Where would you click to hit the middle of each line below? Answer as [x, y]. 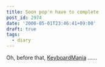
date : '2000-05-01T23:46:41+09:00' [51, 23]
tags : [13, 35]
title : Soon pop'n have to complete [52, 12]
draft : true [21, 29]
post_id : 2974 [24, 18]
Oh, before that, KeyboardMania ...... [52, 58]
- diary [22, 40]
